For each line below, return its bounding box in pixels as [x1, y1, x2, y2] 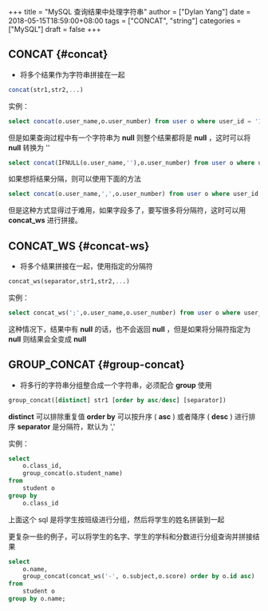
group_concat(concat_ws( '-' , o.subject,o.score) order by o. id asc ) [22, 573, 255, 581]
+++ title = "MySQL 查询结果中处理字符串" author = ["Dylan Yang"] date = [8, 7, 251, 16]
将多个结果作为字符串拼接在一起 [19, 70, 125, 79]
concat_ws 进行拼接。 [8, 215, 82, 226]
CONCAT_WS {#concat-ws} [8, 239, 150, 253]
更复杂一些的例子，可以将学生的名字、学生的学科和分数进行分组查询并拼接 [8, 531, 253, 541]
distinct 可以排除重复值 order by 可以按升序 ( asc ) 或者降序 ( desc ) [8, 411, 233, 421]
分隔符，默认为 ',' [59, 421, 116, 431]
